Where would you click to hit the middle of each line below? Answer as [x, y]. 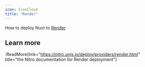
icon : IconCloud [21, 9]
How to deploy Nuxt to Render [35, 27]
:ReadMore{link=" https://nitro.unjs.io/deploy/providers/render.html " [72, 54]
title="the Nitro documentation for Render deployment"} [61, 60]
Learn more [23, 43]
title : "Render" [21, 14]
